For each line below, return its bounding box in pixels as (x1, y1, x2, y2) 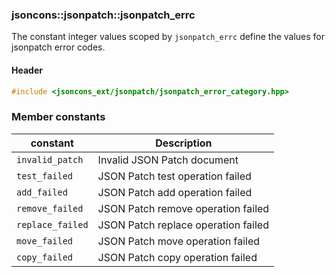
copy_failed (16, 251, 74, 263)
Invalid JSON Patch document (97, 153, 239, 167)
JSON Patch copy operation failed (97, 250, 258, 264)
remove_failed (16, 203, 84, 214)
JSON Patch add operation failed (97, 185, 253, 199)
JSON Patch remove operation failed (97, 201, 270, 215)
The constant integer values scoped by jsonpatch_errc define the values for (11, 31, 326, 43)
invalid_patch (16, 154, 84, 165)
